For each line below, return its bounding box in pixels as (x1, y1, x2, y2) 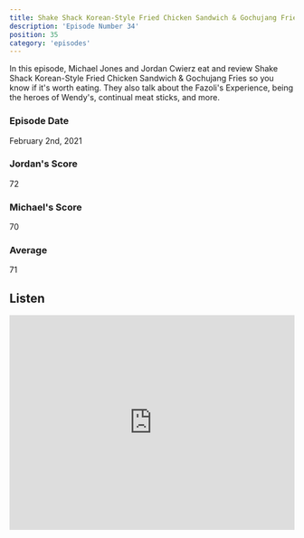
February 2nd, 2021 (9, 135, 83, 146)
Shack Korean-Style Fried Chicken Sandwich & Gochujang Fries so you (9, 73, 274, 84)
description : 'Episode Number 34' (9, 22, 140, 31)
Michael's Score (9, 201, 82, 213)
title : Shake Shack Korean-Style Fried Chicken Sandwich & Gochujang (9, 13, 278, 23)
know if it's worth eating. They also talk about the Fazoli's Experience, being (9, 82, 294, 93)
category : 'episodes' (9, 38, 91, 48)
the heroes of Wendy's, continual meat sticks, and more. (9, 92, 220, 103)
